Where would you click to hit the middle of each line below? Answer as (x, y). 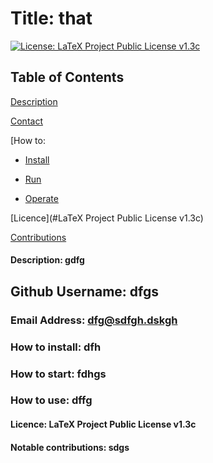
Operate (41, 198)
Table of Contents (67, 77)
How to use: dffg (51, 400)
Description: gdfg (47, 260)
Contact (26, 121)
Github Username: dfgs (84, 291)
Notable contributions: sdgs (70, 447)
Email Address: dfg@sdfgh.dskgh (94, 320)
